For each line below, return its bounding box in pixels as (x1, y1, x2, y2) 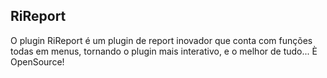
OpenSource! (10, 55, 65, 68)
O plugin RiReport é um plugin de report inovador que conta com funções (10, 34, 313, 46)
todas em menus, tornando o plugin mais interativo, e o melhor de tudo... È (10, 45, 318, 57)
